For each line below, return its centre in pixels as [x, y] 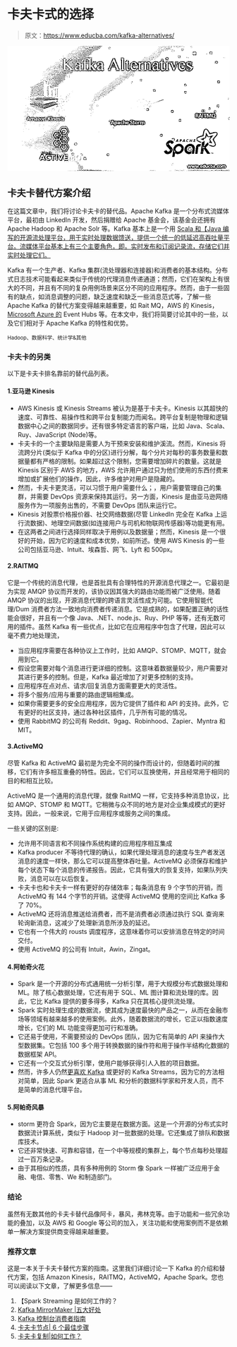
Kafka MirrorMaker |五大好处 [59, 1310]
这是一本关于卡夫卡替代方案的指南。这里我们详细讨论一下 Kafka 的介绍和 [113, 1268]
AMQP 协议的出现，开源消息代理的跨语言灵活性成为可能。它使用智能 [107, 600]
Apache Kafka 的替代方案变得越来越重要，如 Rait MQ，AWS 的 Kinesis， [113, 306]
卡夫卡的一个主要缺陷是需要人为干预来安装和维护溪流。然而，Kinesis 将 [122, 443]
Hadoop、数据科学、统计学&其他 [47, 338]
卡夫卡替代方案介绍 [49, 192]
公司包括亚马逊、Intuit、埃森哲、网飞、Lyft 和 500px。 [97, 549]
